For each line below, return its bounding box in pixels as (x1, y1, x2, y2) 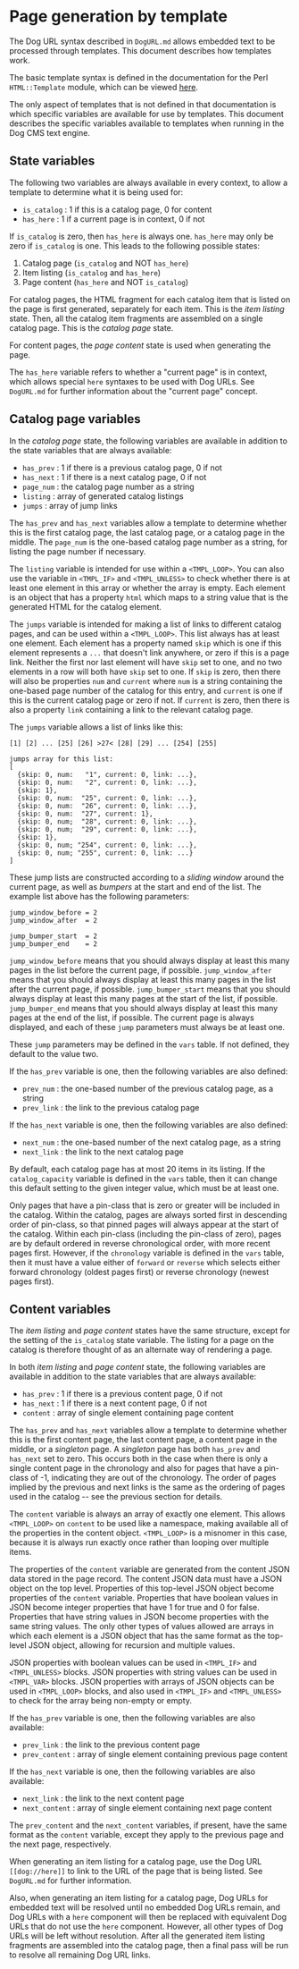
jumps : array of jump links (21, 500, 118, 511)
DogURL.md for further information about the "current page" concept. (9, 385, 259, 396)
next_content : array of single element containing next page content (21, 1803, 272, 1813)
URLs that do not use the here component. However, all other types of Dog (9, 1921, 284, 1932)
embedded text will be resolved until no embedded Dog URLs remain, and (9, 1902, 281, 1913)
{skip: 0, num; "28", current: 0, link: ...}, (17, 816, 198, 826)
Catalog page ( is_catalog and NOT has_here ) (21, 258, 189, 268)
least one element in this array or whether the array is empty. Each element (9, 582, 286, 593)
